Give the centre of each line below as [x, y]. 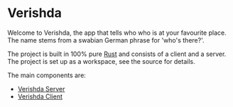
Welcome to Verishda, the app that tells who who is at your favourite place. [117, 33]
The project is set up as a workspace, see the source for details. [101, 61]
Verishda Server [41, 89]
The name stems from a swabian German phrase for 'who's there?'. [106, 40]
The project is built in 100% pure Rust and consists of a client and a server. [117, 54]
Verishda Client [40, 96]
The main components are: [47, 75]
